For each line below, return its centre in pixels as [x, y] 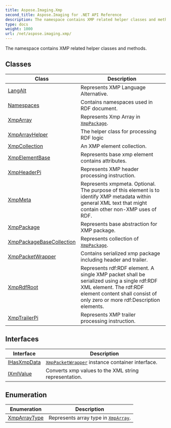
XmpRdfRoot [23, 287]
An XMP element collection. [113, 146]
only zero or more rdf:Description [120, 300]
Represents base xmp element [117, 154]
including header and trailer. [114, 259]
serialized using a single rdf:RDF [119, 280]
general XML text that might [114, 203]
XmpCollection [25, 146]
